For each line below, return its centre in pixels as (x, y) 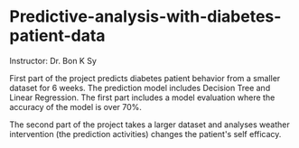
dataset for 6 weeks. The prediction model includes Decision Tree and (140, 88)
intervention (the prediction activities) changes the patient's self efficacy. (145, 134)
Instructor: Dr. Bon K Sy (53, 60)
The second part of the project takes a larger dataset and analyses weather (150, 125)
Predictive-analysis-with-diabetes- (145, 17)
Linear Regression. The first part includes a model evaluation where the (142, 97)
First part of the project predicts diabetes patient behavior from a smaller (145, 78)
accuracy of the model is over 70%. (76, 106)
